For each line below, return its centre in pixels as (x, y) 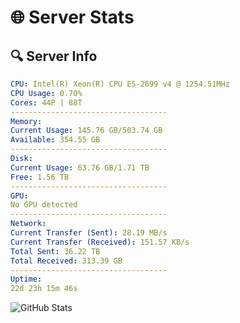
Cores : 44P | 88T (46, 102)
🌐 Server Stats (72, 17)
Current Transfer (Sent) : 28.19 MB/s (89, 233)
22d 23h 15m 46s (44, 289)
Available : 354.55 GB (55, 140)
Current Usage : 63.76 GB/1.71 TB (80, 167)
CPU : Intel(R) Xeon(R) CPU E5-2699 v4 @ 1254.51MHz (120, 84)
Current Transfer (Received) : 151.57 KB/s (100, 242)
